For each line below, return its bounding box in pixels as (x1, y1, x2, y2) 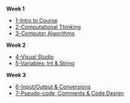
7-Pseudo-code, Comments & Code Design (15, 90, 124, 96)
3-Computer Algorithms (15, 30, 75, 37)
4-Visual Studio (15, 53, 54, 60)
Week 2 (6, 42, 26, 48)
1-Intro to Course (15, 17, 58, 24)
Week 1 (6, 5, 25, 12)
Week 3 (6, 71, 26, 78)
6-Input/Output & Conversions (15, 83, 91, 90)
